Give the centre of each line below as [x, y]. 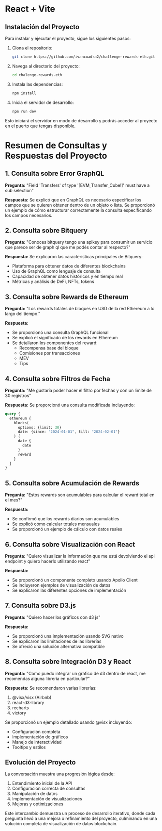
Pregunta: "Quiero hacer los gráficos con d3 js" [53, 617]
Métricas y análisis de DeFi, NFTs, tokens [53, 282]
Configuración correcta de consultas [49, 789]
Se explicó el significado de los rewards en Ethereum [65, 338]
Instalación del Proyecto [42, 27]
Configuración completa [36, 731]
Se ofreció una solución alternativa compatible [58, 646]
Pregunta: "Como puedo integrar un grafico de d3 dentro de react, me [75, 673]
